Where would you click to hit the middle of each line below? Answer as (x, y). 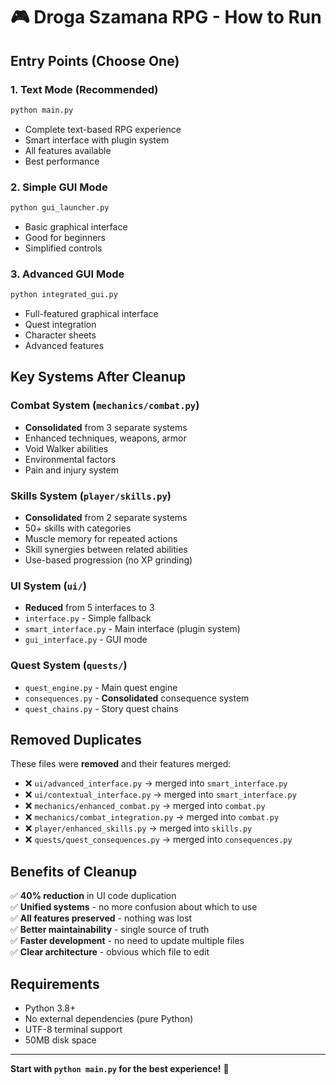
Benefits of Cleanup (74, 871)
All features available (68, 150)
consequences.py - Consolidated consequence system (137, 698)
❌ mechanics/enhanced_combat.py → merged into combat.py (145, 806)
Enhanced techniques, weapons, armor (105, 438)
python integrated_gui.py (64, 295)
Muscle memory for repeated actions (101, 539)
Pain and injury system (71, 470)
